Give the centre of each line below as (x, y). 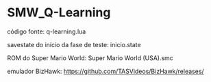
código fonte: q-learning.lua (47, 31)
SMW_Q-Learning (59, 13)
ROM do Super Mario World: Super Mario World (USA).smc (90, 58)
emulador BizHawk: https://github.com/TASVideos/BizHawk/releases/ (105, 71)
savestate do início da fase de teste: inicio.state (74, 44)
